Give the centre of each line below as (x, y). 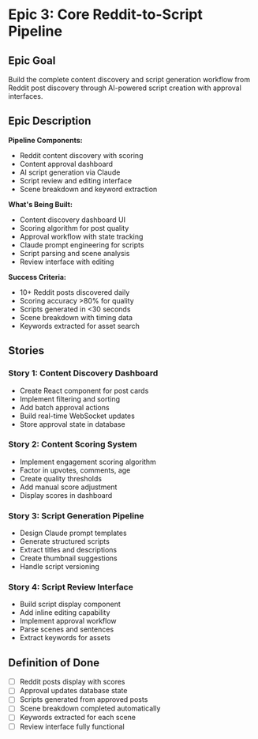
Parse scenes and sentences (67, 629)
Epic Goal (32, 60)
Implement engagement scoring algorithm (88, 462)
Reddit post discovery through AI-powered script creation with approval (125, 88)
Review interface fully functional (72, 726)
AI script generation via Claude (70, 172)
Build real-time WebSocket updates (77, 416)
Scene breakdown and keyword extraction (88, 189)
